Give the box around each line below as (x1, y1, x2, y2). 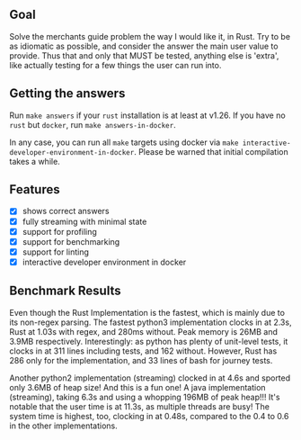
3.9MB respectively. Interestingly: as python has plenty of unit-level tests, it (9, 336, 288, 346)
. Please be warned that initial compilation (133, 146, 289, 157)
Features (9, 182, 60, 197)
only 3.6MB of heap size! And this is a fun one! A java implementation (9, 382, 267, 392)
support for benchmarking (22, 236, 120, 247)
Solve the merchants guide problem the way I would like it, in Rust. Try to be (9, 31, 290, 41)
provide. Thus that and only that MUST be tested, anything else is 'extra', (9, 49, 279, 61)
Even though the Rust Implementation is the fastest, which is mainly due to (9, 307, 286, 318)
